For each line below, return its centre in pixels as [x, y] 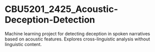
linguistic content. [23, 44]
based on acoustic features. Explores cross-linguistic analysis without [77, 39]
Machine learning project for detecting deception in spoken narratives [77, 33]
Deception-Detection [50, 20]
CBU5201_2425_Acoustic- [61, 9]
